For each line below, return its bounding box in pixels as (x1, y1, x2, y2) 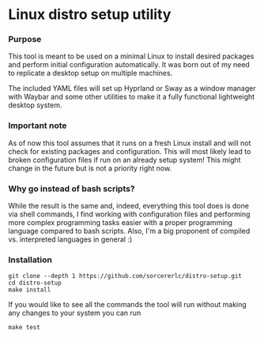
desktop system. (8, 100, 62, 110)
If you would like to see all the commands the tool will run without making (8, 300, 247, 310)
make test (8, 324, 41, 332)
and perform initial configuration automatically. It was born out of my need (8, 60, 251, 69)
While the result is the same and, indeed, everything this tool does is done (8, 201, 249, 211)
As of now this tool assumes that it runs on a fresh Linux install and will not (8, 138, 251, 148)
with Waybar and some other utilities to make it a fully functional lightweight (8, 92, 255, 102)
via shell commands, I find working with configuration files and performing (8, 209, 251, 219)
